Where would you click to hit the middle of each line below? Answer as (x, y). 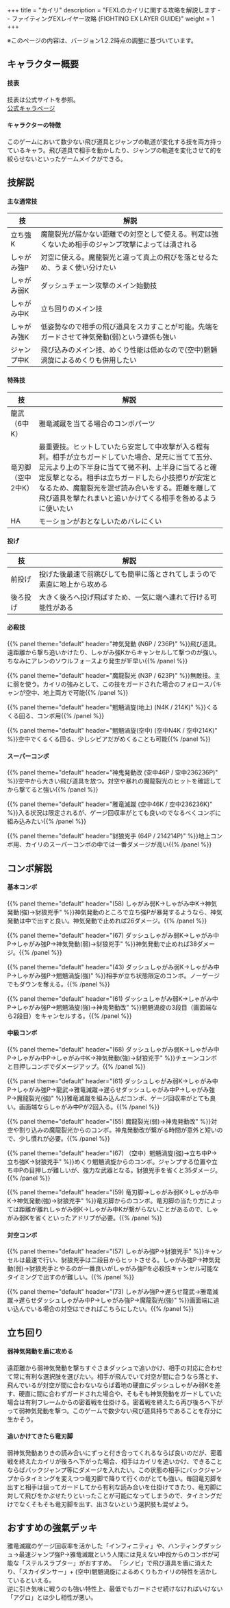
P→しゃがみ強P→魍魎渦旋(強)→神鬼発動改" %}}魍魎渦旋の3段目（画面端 (109, 1007)
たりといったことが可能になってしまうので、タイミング (139, 1495)
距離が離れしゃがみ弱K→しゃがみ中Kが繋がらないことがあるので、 (113, 1209)
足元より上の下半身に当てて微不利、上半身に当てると (124, 467)
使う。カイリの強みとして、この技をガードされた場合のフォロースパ (120, 684)
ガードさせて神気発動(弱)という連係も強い (108, 337)
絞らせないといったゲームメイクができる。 (67, 158)
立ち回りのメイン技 (72, 309)
